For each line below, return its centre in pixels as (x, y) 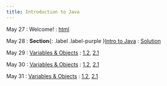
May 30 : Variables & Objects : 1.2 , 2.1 (53, 64)
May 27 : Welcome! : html (38, 29)
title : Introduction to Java (43, 12)
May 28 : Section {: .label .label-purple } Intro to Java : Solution (84, 41)
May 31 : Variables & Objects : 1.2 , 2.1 (52, 76)
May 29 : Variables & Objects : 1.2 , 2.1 (53, 53)
